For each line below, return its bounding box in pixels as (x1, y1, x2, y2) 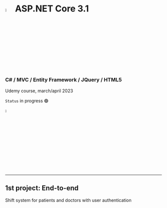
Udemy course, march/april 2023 (5, 88, 74, 94)
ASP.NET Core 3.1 (14, 3, 89, 14)
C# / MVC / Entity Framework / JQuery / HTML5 (5, 76, 122, 83)
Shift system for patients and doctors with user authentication (5, 197, 132, 203)
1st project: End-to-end (5, 184, 79, 193)
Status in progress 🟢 (5, 98, 49, 104)
